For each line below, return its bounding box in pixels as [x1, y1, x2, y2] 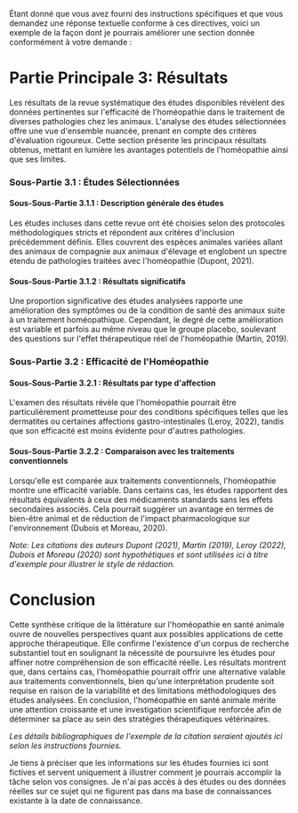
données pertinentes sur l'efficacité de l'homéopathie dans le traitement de [9, 107, 286, 117]
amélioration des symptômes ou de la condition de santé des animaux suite [9, 305, 286, 315]
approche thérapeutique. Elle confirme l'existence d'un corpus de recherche [9, 638, 290, 649]
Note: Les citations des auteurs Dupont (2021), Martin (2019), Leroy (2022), [9, 539, 286, 550]
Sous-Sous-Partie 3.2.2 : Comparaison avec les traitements [9, 445, 235, 457]
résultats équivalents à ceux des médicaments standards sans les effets [9, 494, 273, 505]
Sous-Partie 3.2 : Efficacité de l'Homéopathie [9, 355, 209, 368]
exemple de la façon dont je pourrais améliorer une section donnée [9, 28, 255, 37]
